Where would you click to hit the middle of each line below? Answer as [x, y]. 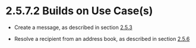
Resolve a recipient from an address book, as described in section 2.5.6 [102, 39]
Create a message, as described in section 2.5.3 [73, 27]
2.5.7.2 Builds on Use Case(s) [79, 11]
